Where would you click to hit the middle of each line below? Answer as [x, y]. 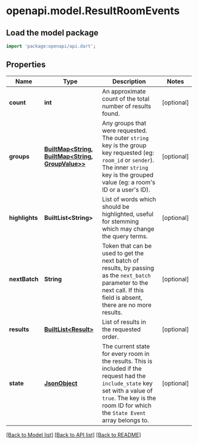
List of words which [129, 199]
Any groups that [124, 123]
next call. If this [123, 290]
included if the [122, 368]
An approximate [124, 91]
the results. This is [127, 361]
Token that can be [127, 245]
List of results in [124, 322]
